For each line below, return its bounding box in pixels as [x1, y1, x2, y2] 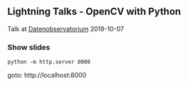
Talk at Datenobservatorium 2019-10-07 [7, 24, 125, 33]
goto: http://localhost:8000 [7, 71, 87, 80]
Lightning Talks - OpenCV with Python [7, 6, 182, 18]
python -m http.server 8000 [7, 58, 91, 66]
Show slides [7, 42, 51, 52]
